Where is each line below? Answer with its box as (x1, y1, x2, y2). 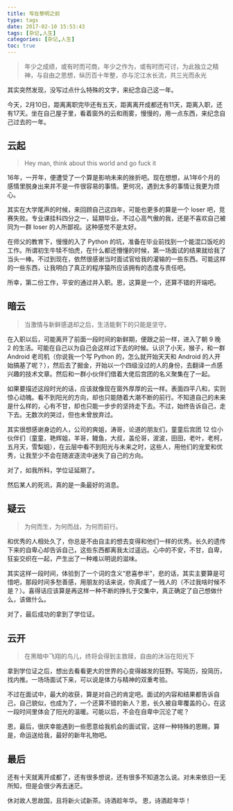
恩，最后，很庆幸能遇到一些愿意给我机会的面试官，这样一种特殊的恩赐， (7, 722, 214, 731)
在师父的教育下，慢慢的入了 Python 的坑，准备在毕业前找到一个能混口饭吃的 (7, 237, 225, 246)
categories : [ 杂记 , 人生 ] (7, 36, 75, 43)
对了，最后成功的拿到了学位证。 (7, 610, 98, 618)
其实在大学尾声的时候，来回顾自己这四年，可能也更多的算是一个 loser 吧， (7, 205, 220, 214)
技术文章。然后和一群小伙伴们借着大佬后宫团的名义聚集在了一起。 (25, 369, 214, 378)
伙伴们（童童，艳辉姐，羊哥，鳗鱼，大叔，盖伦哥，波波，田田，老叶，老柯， (7, 434, 226, 442)
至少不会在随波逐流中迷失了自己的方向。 (31, 451, 147, 459)
